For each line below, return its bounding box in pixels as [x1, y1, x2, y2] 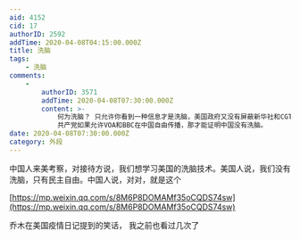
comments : [9, 71, 46, 80]
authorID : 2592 [9, 29, 66, 38]
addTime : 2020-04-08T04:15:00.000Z [9, 37, 142, 47]
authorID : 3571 [41, 87, 98, 96]
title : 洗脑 [9, 46, 51, 55]
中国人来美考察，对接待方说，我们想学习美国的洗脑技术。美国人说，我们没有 [9, 162, 291, 174]
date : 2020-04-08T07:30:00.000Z [9, 129, 129, 138]
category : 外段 [9, 137, 63, 146]
